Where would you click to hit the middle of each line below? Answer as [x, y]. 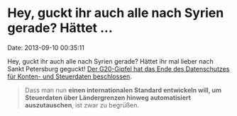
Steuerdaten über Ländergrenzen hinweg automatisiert [108, 98]
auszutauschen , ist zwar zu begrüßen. [82, 105]
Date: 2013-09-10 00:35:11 [46, 47]
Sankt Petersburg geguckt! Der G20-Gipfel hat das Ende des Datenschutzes [118, 69]
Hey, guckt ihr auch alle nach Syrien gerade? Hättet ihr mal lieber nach [111, 61]
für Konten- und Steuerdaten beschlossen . [70, 76]
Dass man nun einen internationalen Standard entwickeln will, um [123, 90]
